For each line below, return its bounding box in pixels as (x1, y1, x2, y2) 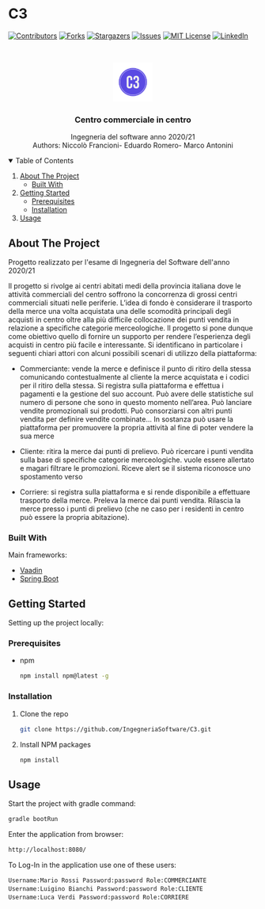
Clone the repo (19, 708, 69, 718)
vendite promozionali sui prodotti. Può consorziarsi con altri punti (19, 406, 233, 416)
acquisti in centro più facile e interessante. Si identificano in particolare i (8, 340, 243, 349)
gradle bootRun (8, 815, 59, 823)
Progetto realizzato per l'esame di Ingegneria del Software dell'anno (8, 258, 230, 267)
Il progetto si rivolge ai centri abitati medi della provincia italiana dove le (8, 281, 241, 291)
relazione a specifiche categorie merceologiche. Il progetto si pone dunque (8, 323, 253, 333)
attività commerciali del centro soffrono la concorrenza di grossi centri (8, 290, 237, 300)
